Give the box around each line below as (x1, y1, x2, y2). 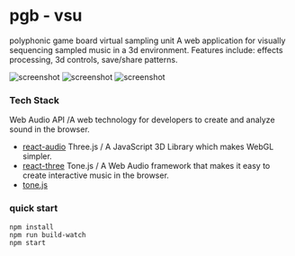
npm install (9, 222, 54, 232)
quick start (9, 202, 58, 215)
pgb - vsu (9, 5, 83, 26)
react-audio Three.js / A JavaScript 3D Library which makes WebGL (22, 141, 274, 153)
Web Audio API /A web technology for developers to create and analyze (9, 114, 276, 126)
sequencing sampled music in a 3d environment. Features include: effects (9, 44, 283, 55)
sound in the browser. (9, 124, 90, 135)
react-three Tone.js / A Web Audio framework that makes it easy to (22, 161, 271, 172)
